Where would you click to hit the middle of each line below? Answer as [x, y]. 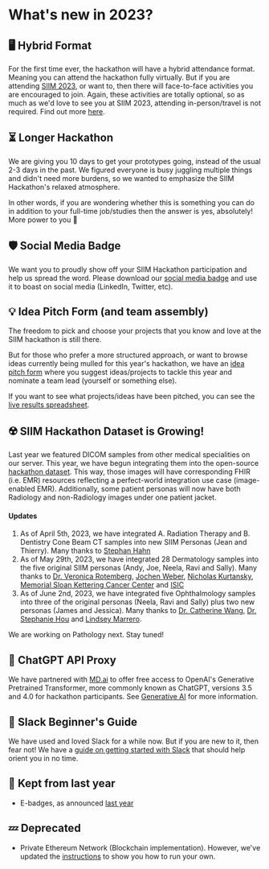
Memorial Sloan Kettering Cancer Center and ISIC [102, 585]
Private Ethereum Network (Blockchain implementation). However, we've [140, 847]
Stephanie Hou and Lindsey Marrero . [81, 619]
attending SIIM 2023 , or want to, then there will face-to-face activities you [131, 86]
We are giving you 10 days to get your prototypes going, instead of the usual [134, 161]
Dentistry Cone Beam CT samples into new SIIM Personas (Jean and [133, 542]
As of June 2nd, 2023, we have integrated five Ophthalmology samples [138, 594]
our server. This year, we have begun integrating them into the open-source [134, 463]
